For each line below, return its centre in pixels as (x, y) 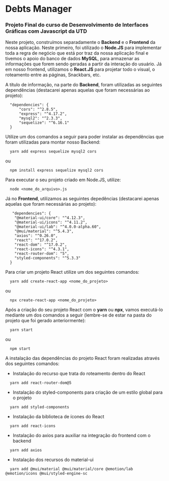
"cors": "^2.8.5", (38, 110)
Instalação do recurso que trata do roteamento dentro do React (79, 374)
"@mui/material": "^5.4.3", (44, 231)
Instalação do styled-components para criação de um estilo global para (88, 392)
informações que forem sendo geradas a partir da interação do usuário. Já (83, 64)
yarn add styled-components (40, 407)
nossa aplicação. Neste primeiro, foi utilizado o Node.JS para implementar (83, 48)
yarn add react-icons (33, 426)
